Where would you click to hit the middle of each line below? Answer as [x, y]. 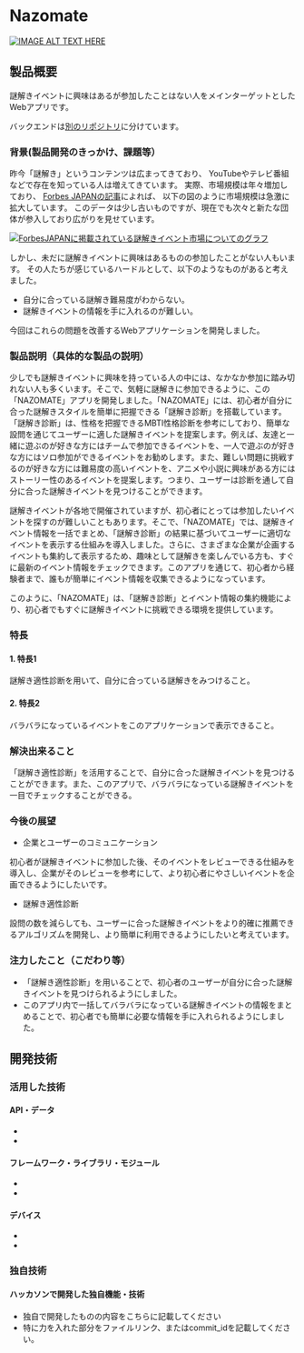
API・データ [32, 1110]
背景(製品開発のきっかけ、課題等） [85, 152]
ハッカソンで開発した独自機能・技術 [77, 1294]
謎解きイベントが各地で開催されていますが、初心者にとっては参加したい [144, 511]
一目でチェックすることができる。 [73, 795]
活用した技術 [38, 1087]
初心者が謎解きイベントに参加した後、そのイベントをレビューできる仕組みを [152, 862]
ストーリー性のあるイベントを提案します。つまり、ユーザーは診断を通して [148, 480]
